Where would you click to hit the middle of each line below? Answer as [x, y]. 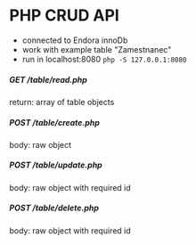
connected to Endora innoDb [75, 40]
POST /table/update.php [56, 165]
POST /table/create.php [55, 122]
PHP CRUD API [65, 16]
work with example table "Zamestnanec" [97, 49]
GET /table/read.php [48, 79]
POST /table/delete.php [54, 208]
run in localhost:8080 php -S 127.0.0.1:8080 [104, 59]
